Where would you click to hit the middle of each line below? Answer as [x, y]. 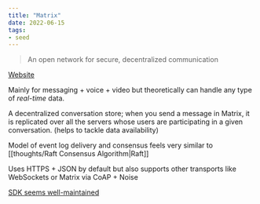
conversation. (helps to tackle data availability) [84, 130]
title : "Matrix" [35, 15]
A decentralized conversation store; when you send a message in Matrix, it [129, 114]
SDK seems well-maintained [54, 192]
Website [22, 75]
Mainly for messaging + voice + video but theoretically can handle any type [130, 90]
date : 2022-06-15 [37, 23]
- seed [19, 37]
